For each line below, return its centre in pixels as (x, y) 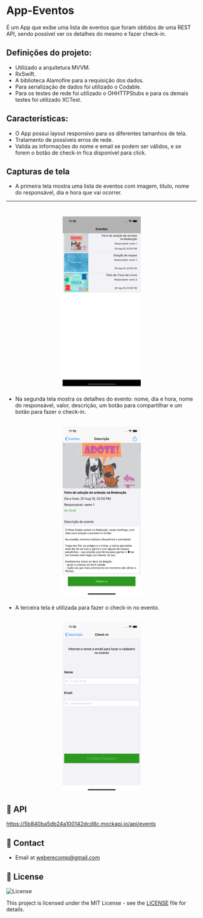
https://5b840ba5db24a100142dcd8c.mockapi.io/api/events (81, 824)
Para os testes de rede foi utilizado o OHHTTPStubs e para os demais (101, 93)
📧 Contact (25, 843)
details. (15, 909)
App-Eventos (40, 11)
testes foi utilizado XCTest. (48, 99)
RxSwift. (25, 74)
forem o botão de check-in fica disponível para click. (81, 153)
